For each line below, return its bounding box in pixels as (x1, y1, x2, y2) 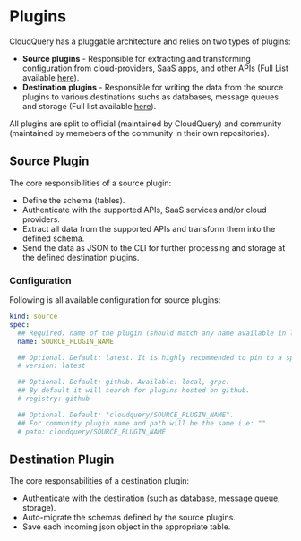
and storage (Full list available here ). (21, 100, 157, 111)
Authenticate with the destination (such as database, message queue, (21, 493, 280, 503)
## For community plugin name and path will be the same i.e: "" (17, 418, 267, 427)
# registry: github (17, 394, 90, 404)
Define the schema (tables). (21, 194, 125, 205)
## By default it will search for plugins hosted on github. (17, 386, 251, 395)
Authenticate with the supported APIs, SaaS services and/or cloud (21, 204, 267, 215)
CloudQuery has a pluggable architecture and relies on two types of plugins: (9, 36, 291, 47)
